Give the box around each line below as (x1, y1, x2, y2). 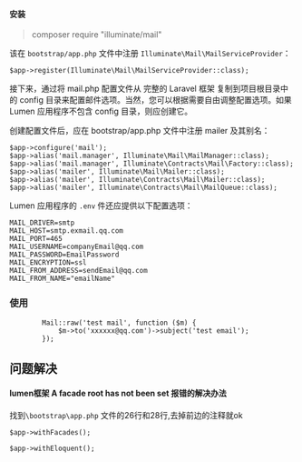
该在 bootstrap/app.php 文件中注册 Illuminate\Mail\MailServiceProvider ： (9, 48, 292, 59)
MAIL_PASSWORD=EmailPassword (9, 250, 120, 259)
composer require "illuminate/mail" (31, 29, 162, 40)
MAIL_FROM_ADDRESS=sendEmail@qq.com (9, 266, 148, 276)
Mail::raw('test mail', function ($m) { (42, 318, 197, 327)
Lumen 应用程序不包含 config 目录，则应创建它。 (9, 105, 193, 117)
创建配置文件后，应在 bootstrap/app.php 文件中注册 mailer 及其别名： (9, 126, 270, 136)
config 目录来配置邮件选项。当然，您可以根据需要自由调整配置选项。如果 (19, 95, 292, 105)
